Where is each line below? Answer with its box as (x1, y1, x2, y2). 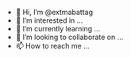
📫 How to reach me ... (15, 42, 90, 50)
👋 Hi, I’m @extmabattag (15, 8, 94, 16)
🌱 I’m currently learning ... (15, 24, 101, 33)
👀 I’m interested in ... (15, 16, 83, 25)
